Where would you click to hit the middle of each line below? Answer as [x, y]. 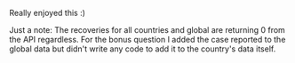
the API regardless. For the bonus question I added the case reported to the [147, 39]
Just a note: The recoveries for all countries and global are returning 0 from [147, 30]
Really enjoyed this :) [48, 13]
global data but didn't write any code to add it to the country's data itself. [143, 49]
